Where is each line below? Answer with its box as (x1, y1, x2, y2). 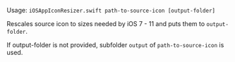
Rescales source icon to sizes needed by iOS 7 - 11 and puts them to (6, 20, 205, 27)
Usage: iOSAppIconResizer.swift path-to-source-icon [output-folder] (6, 6, 216, 14)
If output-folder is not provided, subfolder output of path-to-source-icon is (6, 41, 224, 49)
